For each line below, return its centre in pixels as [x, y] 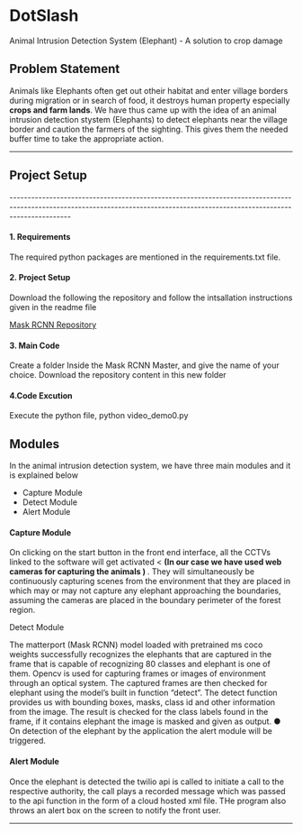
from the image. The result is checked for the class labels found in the [139, 712]
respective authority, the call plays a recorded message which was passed [147, 791]
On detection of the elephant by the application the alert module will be [141, 731]
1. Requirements [40, 237]
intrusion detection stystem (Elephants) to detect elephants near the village [148, 119]
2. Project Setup [40, 278]
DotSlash [44, 16]
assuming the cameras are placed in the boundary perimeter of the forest [145, 600]
